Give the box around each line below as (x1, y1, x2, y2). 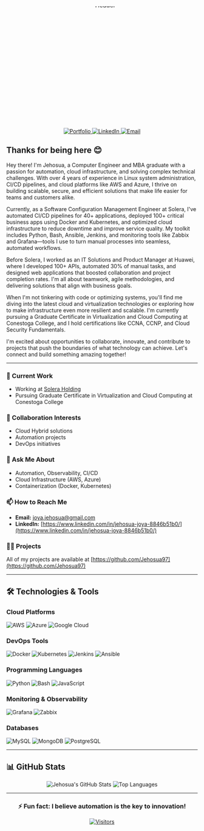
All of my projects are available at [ (6, 556, 93, 563)
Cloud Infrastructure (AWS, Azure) (15, 476, 101, 483)
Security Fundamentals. (6, 325, 66, 333)
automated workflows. (6, 244, 63, 251)
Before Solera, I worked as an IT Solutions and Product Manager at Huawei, (6, 256, 195, 263)
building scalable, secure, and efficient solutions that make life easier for (6, 187, 188, 194)
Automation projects (15, 434, 66, 441)
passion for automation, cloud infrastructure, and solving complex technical (6, 167, 195, 175)
